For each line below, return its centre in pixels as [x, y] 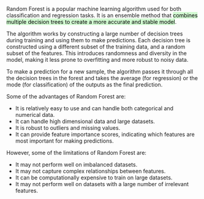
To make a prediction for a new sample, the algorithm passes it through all [100, 72]
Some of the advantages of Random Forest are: [66, 96]
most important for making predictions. [64, 141]
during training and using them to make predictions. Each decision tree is [99, 40]
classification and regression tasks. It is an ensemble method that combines [102, 15]
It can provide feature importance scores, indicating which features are [105, 134]
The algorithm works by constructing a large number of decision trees [95, 34]
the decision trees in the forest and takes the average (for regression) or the [102, 78]
